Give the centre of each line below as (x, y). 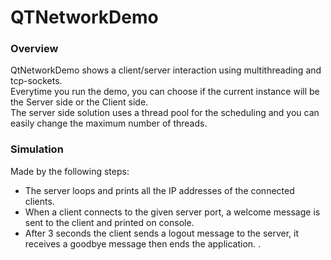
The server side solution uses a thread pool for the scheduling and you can (165, 113)
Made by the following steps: (70, 171)
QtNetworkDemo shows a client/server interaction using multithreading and (166, 70)
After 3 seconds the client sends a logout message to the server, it (162, 233)
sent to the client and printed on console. (109, 222)
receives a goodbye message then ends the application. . (143, 243)
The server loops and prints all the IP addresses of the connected (159, 190)
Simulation (37, 149)
